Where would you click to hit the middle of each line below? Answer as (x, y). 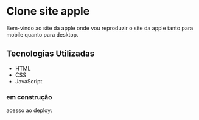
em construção (29, 97)
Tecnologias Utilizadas (51, 54)
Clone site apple (48, 11)
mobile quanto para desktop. (42, 34)
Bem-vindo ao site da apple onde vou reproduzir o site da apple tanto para (100, 28)
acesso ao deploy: (30, 110)
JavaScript (29, 81)
